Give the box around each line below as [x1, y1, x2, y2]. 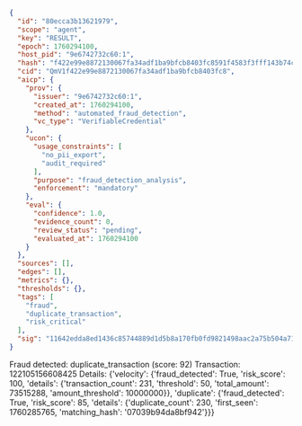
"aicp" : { [17, 75, 54, 84]
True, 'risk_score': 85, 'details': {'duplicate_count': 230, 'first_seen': [9, 396, 259, 408]
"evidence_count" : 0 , [32, 217, 115, 226]
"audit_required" [41, 158, 106, 168]
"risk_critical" [25, 317, 87, 327]
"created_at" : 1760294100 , [32, 100, 135, 110]
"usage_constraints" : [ [32, 142, 123, 151]
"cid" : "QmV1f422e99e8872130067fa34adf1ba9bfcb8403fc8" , [17, 67, 235, 76]
